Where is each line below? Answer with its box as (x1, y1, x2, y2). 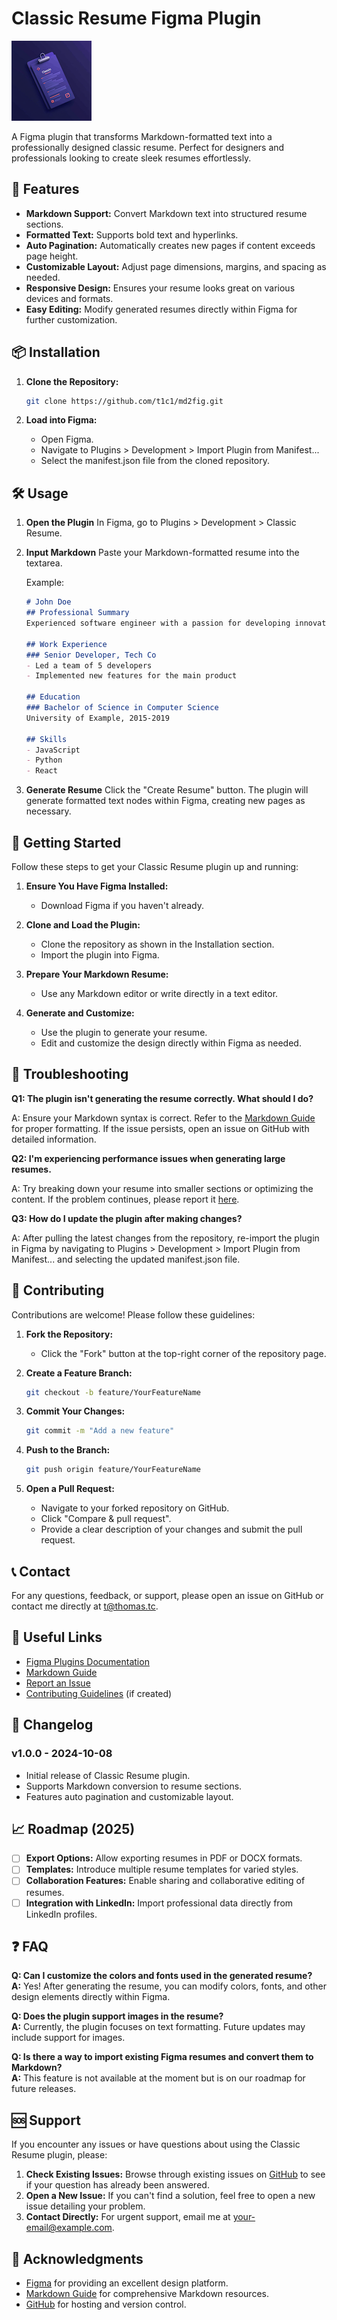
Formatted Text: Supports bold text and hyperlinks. (25, 228, 239, 241)
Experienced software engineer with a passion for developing (25, 618, 291, 628)
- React (25, 766, 58, 776)
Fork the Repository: (25, 1328, 114, 1340)
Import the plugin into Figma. (40, 948, 160, 961)
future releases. (11, 2083, 77, 2095)
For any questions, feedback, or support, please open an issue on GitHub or (11, 1590, 324, 1601)
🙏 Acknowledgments (11, 2250, 144, 2267)
